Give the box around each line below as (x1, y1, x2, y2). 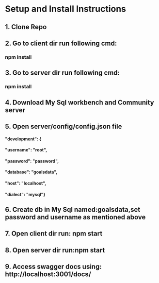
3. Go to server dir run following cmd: (5, 69, 120, 77)
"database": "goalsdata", (5, 169, 58, 175)
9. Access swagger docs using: (5, 263, 102, 271)
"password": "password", (5, 158, 59, 164)
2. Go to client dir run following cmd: (5, 39, 117, 47)
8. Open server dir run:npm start (5, 246, 105, 254)
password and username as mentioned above (5, 213, 146, 221)
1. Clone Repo (5, 23, 47, 31)
